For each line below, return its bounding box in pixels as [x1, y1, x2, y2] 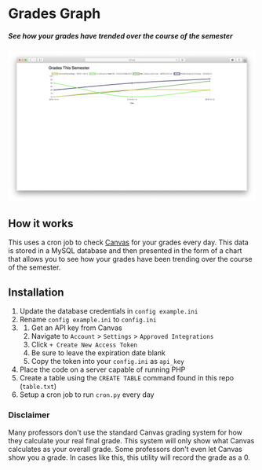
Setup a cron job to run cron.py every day [19, 390, 155, 399]
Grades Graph [8, 5, 101, 23]
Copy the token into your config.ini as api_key [31, 357, 184, 366]
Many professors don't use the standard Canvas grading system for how [8, 428, 243, 437]
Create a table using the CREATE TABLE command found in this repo [19, 373, 234, 383]
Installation [8, 285, 64, 299]
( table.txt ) [19, 382, 57, 391]
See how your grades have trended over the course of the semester [8, 31, 233, 40]
